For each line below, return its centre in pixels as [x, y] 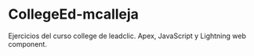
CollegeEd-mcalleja [74, 14]
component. [27, 44]
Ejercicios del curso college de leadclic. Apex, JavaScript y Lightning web [127, 36]
